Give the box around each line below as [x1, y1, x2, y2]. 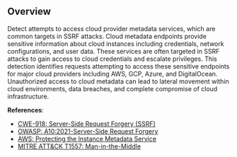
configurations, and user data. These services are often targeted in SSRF [7, 47, 220, 55]
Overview [7, 6, 52, 18]
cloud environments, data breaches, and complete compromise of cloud [7, 84, 218, 93]
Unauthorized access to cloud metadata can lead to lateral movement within [7, 77, 230, 86]
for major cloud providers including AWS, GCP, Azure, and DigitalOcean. [7, 69, 218, 78]
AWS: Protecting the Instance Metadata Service [17, 134, 157, 143]
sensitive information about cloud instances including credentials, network [7, 39, 224, 48]
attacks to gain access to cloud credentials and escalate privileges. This [7, 54, 217, 63]
